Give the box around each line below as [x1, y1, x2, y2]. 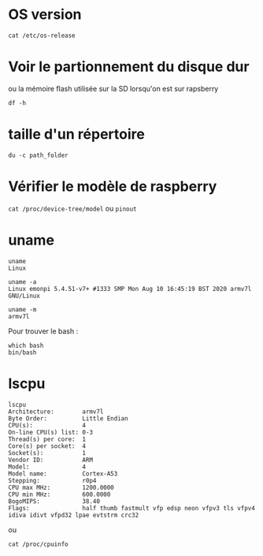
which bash [8, 341, 44, 349]
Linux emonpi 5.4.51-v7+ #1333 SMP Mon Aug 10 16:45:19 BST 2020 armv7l [8, 285, 252, 293]
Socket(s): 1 [8, 449, 87, 457]
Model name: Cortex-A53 [8, 469, 118, 478]
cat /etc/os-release [8, 32, 76, 39]
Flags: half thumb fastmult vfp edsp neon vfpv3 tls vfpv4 [8, 504, 256, 512]
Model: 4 [8, 463, 87, 471]
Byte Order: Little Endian [8, 414, 128, 423]
